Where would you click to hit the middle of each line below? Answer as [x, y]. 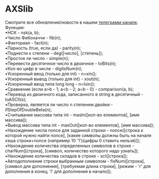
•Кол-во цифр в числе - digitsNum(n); [44, 68]
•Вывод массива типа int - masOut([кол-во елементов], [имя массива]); [80, 125]
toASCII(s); [16, 99]
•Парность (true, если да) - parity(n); [43, 48]
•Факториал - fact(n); [27, 43]
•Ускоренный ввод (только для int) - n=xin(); [51, 74]
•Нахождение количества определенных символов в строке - [70, 146]
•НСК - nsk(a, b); [23, 32]
